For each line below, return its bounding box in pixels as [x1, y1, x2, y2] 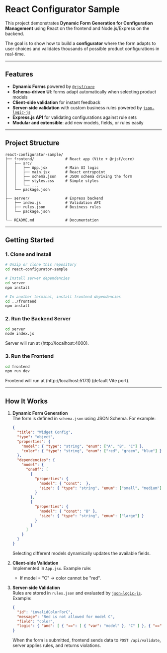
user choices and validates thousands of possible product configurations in [5, 45, 160, 51]
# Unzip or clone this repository [5, 262, 77, 267]
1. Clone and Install [5, 251, 52, 258]
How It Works [5, 397, 48, 405]
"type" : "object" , [17, 434, 55, 439]
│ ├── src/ [5, 161, 32, 166]
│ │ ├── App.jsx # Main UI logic [5, 165, 99, 170]
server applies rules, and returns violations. [12, 643, 101, 649]
